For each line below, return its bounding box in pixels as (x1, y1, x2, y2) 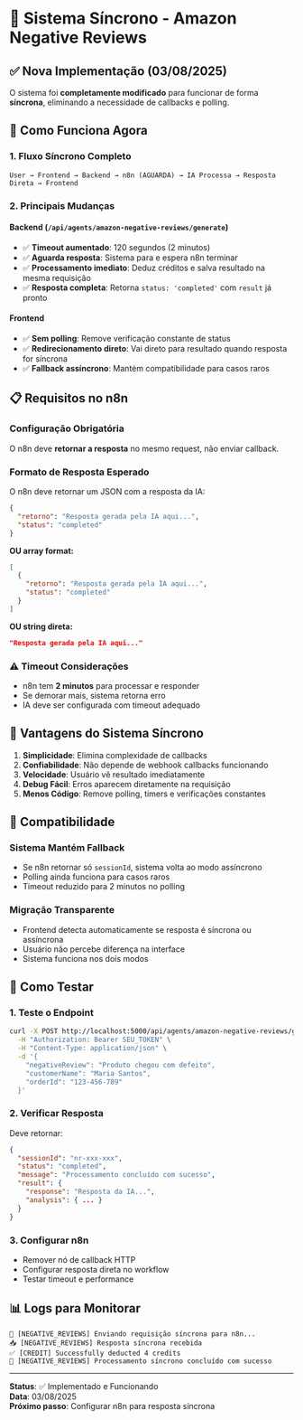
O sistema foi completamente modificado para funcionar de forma (9, 88, 259, 98)
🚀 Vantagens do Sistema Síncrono (9, 726, 205, 741)
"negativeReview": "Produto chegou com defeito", (25, 1060, 216, 1069)
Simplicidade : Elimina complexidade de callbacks (22, 749, 207, 760)
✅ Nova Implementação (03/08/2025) (9, 63, 227, 79)
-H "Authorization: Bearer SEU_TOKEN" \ (17, 1035, 171, 1045)
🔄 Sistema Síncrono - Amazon (9, 8, 237, 29)
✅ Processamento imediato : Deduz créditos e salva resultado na (22, 262, 266, 273)
